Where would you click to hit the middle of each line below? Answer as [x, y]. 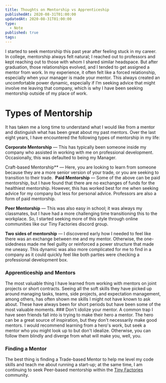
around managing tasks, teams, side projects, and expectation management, [83, 294]
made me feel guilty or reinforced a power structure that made [90, 244]
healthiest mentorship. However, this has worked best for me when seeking [82, 188]
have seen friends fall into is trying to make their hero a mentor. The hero [79, 315]
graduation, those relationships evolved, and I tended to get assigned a [77, 67]
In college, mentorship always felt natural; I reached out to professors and [80, 56]
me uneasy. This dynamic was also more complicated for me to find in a [78, 249]
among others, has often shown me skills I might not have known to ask [78, 299]
